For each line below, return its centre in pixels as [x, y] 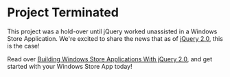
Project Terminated [63, 13]
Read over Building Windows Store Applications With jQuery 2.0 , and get [110, 59]
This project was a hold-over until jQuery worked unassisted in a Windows [112, 31]
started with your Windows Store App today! [70, 66]
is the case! [23, 46]
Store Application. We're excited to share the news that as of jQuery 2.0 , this [115, 38]
